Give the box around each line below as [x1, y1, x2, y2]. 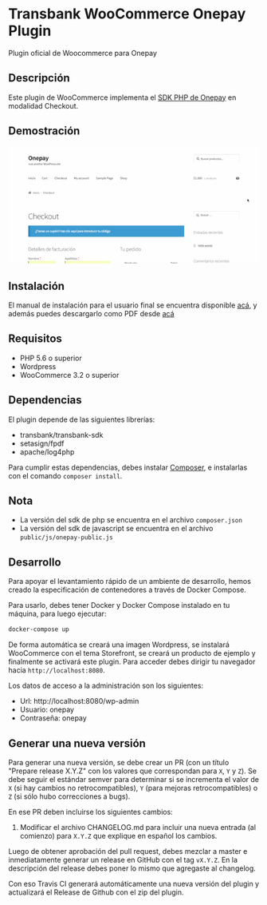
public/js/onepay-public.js [19, 534, 113, 542]
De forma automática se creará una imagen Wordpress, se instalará [8, 640, 230, 649]
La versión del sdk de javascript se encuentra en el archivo [19, 524, 214, 534]
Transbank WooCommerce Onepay [8, 5, 246, 23]
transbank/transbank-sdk [19, 430, 104, 439]
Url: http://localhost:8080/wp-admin [19, 697, 139, 706]
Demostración [8, 125, 80, 138]
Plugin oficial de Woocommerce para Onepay [8, 48, 158, 58]
